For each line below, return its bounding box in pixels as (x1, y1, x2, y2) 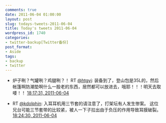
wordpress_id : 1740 (5, 30, 46, 35)
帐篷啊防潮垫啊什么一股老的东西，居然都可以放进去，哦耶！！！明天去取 (12, 83, 161, 90)
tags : (5, 53, 16, 59)
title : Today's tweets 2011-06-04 (5, 26, 77, 31)
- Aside (5, 49, 21, 54)
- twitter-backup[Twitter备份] (5, 40, 69, 45)
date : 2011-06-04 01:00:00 (5, 12, 61, 17)
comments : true (5, 7, 37, 12)
